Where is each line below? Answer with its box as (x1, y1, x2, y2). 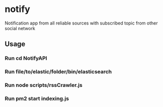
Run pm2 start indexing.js (5, 95, 69, 102)
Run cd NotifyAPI (5, 55, 47, 62)
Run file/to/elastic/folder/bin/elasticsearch (5, 68, 112, 75)
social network (5, 25, 36, 31)
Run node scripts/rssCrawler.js (5, 81, 83, 88)
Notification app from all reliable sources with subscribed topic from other (5, 20, 158, 26)
